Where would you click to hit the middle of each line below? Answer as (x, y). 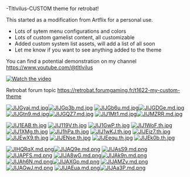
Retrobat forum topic (31, 90)
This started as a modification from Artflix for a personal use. (80, 20)
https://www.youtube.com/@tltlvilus (50, 67)
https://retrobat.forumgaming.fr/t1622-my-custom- (119, 90)
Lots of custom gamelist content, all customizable (74, 37)
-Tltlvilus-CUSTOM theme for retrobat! (52, 8)
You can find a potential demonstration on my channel (71, 61)
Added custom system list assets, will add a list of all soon (85, 44)
